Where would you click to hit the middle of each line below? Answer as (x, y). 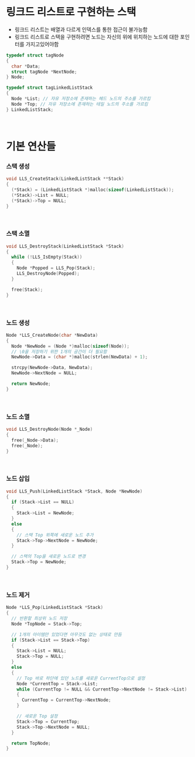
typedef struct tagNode (35, 55)
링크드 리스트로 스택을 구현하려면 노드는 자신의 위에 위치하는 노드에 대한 (97, 36)
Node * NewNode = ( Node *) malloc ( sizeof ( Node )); (71, 346)
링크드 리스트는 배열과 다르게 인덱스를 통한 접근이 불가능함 (81, 29)
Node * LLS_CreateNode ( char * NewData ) (52, 335)
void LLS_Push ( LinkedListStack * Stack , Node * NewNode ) (74, 491)
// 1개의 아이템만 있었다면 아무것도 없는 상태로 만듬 (66, 634)
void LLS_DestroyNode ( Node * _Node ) (49, 430)
